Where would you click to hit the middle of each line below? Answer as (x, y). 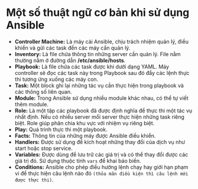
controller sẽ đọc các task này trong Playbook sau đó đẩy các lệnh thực (102, 73)
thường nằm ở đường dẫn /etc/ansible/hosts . (70, 60)
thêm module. (32, 104)
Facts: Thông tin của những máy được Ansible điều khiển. (85, 135)
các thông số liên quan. (43, 92)
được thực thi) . (34, 180)
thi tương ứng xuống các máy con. (56, 79)
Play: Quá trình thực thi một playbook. (61, 129)
